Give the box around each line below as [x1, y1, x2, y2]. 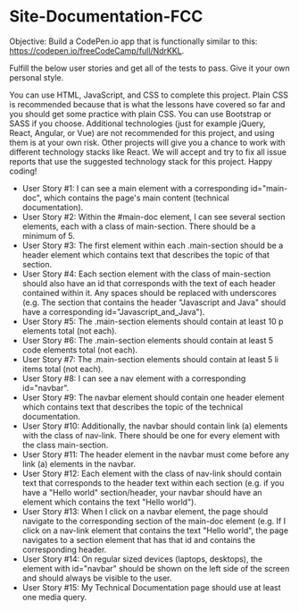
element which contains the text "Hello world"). [21, 496, 196, 507]
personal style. [9, 72, 64, 82]
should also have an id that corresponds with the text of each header [21, 277, 277, 288]
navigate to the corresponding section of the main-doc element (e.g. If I [21, 515, 287, 526]
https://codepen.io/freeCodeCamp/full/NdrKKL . [9, 45, 185, 55]
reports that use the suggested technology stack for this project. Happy [9, 156, 273, 166]
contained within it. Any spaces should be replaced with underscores [21, 287, 277, 298]
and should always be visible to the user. [21, 573, 172, 583]
